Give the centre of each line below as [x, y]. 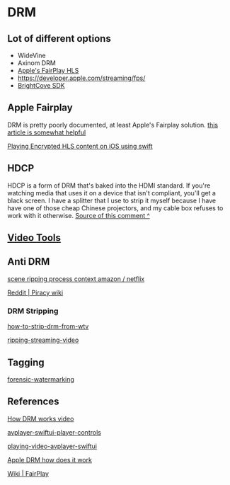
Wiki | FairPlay [28, 473]
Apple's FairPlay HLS [48, 70]
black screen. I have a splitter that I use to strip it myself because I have [112, 200]
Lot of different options [59, 39]
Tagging [26, 362]
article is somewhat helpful [47, 132]
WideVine [31, 55]
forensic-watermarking [41, 379]
